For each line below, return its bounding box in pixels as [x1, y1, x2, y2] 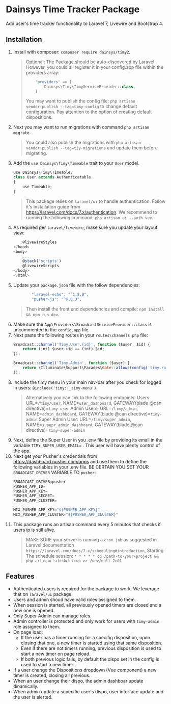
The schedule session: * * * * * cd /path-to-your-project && [25, 553, 159, 559]
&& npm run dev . [25, 311, 60, 317]
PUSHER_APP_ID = [13, 484, 46, 489]
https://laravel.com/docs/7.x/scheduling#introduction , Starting [25, 547, 164, 554]
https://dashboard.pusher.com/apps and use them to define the [13, 458, 147, 464]
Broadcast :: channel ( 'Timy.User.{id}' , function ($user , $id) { [13, 342, 151, 347]
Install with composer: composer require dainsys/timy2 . [13, 48, 131, 55]
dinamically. [13, 683, 39, 689]
